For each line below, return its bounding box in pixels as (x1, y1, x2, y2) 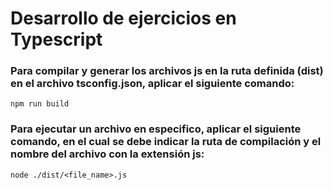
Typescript (10, 28, 103, 51)
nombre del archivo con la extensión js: (10, 147, 205, 161)
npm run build (10, 99, 70, 109)
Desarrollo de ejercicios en (10, 7, 237, 30)
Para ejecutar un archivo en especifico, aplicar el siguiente (10, 122, 302, 136)
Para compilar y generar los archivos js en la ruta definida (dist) (10, 64, 324, 78)
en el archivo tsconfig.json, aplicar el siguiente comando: (10, 77, 295, 91)
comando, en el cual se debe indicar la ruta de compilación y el (10, 135, 322, 149)
